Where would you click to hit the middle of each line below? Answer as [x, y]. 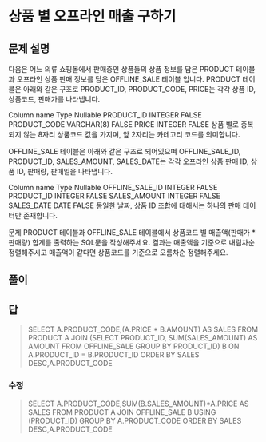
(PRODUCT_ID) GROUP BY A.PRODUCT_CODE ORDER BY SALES [135, 420]
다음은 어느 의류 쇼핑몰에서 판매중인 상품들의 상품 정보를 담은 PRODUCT [121, 69]
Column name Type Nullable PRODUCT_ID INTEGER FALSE [105, 115]
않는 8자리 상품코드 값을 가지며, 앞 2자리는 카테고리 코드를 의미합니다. [131, 134]
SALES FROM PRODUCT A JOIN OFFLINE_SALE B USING [122, 412]
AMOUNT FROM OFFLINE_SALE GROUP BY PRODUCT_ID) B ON [133, 346]
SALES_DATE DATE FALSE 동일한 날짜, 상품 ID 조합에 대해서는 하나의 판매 [125, 205]
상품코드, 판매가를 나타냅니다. [54, 99]
